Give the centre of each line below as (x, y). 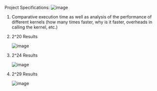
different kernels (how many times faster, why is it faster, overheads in (82, 22)
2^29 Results (25, 74)
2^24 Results (25, 55)
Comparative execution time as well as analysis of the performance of (81, 17)
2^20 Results (25, 37)
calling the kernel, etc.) (35, 27)
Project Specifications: (27, 8)
